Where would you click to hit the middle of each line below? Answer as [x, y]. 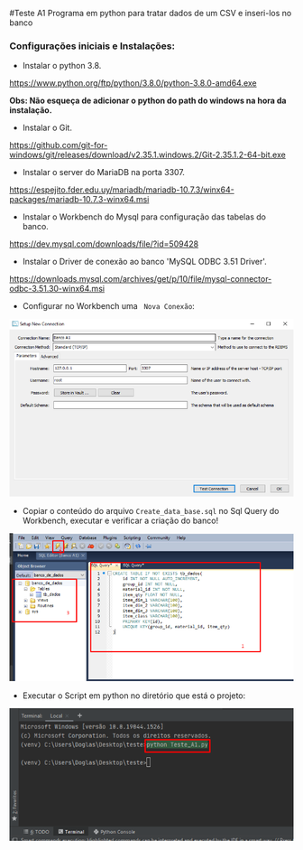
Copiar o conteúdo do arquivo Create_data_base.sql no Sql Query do [151, 510]
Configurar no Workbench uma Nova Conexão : [109, 306]
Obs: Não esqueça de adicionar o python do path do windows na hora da [148, 101]
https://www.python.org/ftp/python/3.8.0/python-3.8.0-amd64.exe [133, 83]
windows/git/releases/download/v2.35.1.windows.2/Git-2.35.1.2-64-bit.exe [147, 155]
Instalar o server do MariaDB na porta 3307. [103, 173]
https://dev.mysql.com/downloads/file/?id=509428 [104, 244]
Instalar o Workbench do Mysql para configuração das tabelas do [144, 217]
